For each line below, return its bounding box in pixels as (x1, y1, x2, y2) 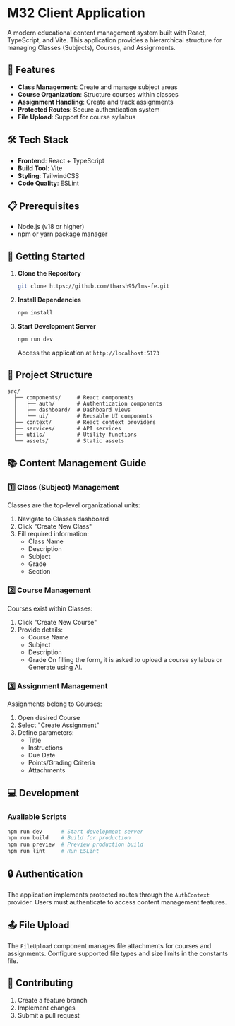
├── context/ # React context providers (13, 418, 157, 425)
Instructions (28, 743, 64, 752)
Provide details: (17, 625, 64, 634)
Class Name (28, 537, 64, 546)
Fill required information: (17, 530, 90, 538)
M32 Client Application (7, 5, 146, 21)
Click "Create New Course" (17, 618, 97, 626)
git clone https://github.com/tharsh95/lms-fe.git (17, 283, 170, 290)
